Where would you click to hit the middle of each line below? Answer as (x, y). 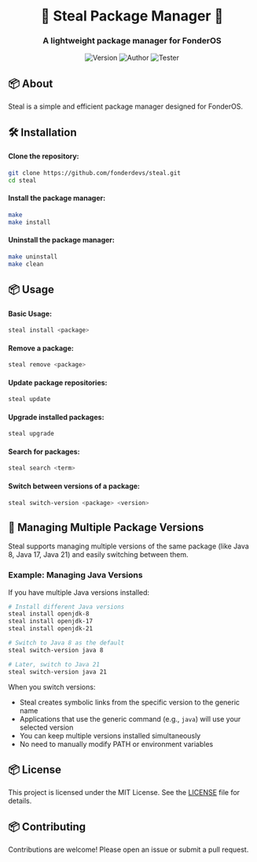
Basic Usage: (30, 314)
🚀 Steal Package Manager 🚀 (132, 16)
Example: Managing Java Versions (75, 575)
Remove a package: (41, 348)
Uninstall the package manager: (62, 240)
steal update (29, 399)
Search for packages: (44, 451)
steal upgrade (31, 434)
